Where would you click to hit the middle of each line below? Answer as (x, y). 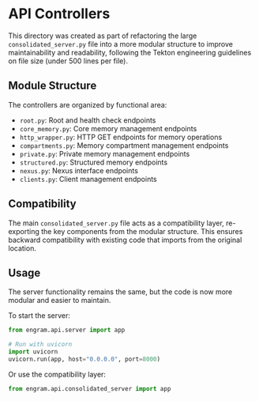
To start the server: (39, 316)
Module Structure (53, 86)
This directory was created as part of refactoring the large (103, 36)
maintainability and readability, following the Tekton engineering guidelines (130, 52)
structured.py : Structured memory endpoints (94, 162)
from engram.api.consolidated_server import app (90, 388)
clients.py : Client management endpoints (88, 179)
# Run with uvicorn (40, 345)
